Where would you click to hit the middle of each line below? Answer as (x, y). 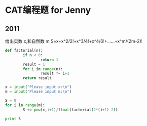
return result (37, 78)
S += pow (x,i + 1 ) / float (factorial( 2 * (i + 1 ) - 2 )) (71, 110)
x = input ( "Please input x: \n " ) (38, 87)
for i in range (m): (25, 105)
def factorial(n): (24, 50)
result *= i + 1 (55, 74)
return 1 (49, 60)
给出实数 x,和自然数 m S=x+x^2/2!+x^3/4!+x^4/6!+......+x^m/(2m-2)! (74, 41)
